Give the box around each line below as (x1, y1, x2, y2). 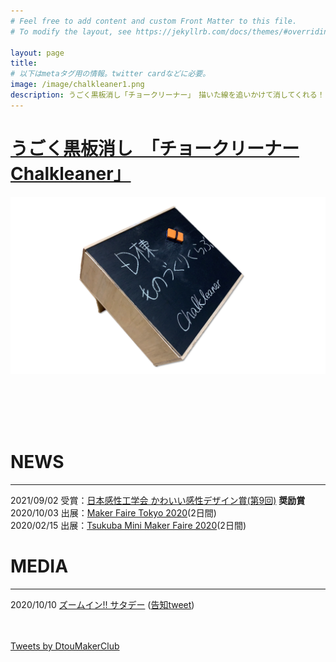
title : (10, 58, 38, 69)
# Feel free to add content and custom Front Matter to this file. (10, 16, 298, 26)
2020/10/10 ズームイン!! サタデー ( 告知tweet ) (10, 599, 195, 611)
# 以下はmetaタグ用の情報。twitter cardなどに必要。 (10, 69, 211, 79)
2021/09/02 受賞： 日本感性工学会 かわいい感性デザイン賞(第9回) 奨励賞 (10, 495, 306, 507)
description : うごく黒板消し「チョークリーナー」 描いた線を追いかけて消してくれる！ (10, 90, 325, 100)
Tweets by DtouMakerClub (10, 640, 120, 652)
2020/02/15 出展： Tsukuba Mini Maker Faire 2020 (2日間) (10, 520, 247, 532)
